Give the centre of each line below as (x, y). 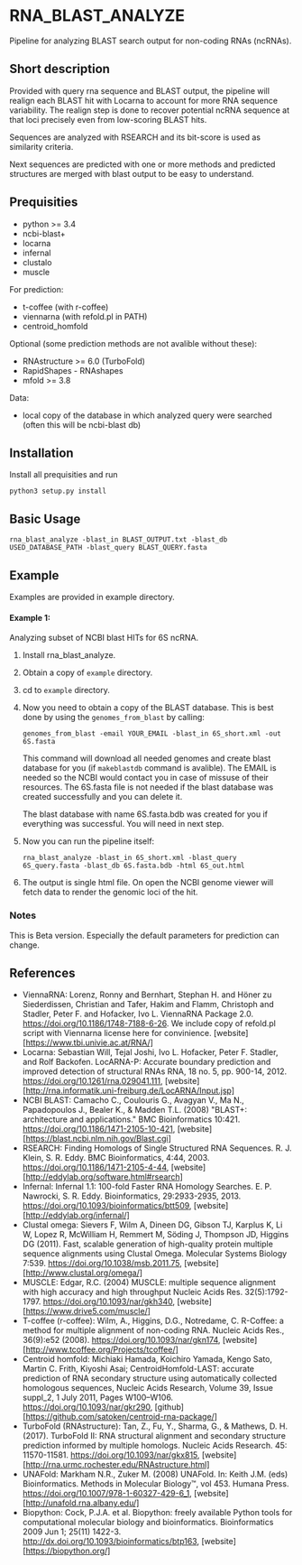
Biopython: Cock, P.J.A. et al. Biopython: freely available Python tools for (157, 1513)
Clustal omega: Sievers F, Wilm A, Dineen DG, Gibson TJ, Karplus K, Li (152, 1225)
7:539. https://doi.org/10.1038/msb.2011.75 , (102, 1264)
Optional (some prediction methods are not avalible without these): (133, 343)
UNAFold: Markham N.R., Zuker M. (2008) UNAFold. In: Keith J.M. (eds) (155, 1474)
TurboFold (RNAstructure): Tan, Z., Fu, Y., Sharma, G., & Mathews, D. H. (155, 1426)
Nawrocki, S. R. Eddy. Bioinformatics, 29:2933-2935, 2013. (132, 1196)
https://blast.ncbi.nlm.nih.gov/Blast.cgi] (98, 1139)
